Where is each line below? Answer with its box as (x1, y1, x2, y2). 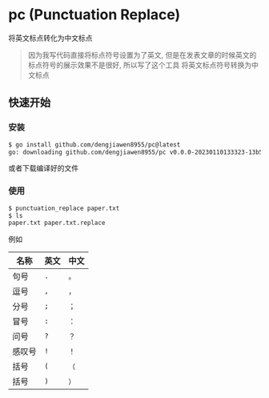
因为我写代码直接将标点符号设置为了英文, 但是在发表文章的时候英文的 (27, 50, 257, 59)
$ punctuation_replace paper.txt (8, 204, 120, 212)
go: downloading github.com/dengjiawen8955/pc (8, 148, 167, 156)
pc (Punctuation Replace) (8, 6, 181, 24)
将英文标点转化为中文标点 (8, 33, 93, 42)
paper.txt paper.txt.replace (8, 219, 106, 227)
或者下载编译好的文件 (8, 163, 78, 173)
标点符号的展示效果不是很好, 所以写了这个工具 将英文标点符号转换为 (27, 60, 252, 70)
